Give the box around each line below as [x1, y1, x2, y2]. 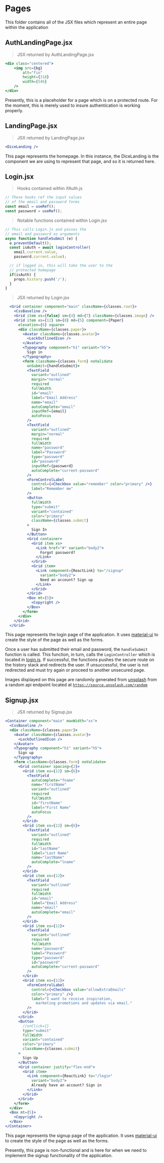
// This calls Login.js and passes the [5, 227, 87, 232]
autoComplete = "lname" [31, 860, 76, 865]
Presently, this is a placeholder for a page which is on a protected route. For [5, 97, 158, 103]
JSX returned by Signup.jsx [17, 709, 72, 715]
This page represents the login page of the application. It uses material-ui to [5, 632, 159, 638]
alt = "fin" [23, 70, 43, 75]
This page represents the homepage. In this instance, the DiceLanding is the [5, 153, 159, 159]
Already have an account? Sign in [31, 1083, 102, 1088]
